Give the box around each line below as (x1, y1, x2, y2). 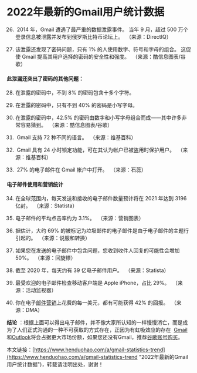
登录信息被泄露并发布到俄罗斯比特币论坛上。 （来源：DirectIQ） (15, 33, 172, 40)
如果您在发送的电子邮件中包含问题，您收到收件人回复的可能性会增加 (15, 247, 180, 254)
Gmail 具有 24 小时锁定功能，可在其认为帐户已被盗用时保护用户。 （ (16, 146, 184, 153)
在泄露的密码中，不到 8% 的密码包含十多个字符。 (15, 89, 135, 96)
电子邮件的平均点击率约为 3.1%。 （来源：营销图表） (15, 215, 144, 222)
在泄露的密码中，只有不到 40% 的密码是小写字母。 (15, 102, 138, 109)
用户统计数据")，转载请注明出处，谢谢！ (6, 361, 104, 368)
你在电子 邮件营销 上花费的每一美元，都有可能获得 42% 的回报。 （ (15, 299, 176, 306)
